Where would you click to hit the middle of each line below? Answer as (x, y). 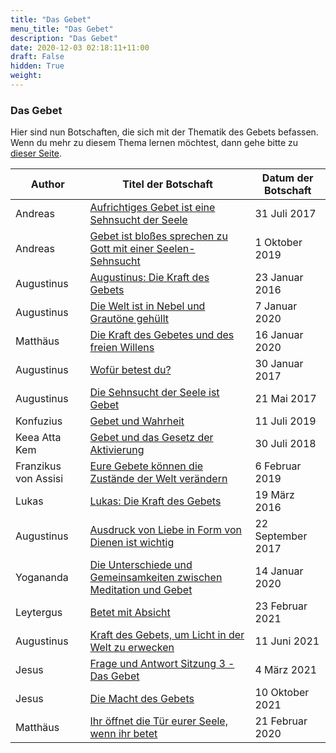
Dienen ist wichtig (132, 543)
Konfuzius (39, 421)
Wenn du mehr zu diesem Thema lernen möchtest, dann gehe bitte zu (154, 143)
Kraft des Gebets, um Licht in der (167, 635)
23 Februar (281, 606)
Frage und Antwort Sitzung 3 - (162, 664)
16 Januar (279, 335)
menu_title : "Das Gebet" (62, 29)
